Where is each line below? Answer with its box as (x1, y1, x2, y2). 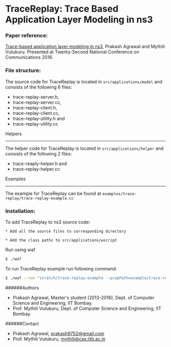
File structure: (5, 67, 41, 74)
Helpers (5, 131, 22, 137)
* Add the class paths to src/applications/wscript (5, 238, 117, 243)
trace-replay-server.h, (12, 93, 60, 100)
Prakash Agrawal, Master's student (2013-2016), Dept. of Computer (12, 294, 155, 300)
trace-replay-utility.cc (12, 120, 59, 127)
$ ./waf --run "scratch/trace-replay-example (5, 275, 103, 280)
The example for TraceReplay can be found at (5, 190, 101, 196)
